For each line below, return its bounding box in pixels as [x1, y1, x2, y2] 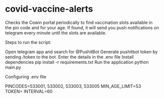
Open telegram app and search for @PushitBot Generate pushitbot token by [5, 49, 158, 55]
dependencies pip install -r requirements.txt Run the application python [5, 59, 149, 65]
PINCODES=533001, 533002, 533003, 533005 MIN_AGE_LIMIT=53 [5, 83, 141, 89]
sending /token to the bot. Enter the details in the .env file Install [5, 54, 134, 59]
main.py [5, 64, 21, 70]
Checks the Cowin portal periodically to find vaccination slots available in [5, 20, 153, 25]
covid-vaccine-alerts [5, 3, 93, 15]
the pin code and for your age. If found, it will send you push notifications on [5, 24, 159, 30]
